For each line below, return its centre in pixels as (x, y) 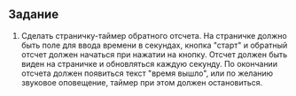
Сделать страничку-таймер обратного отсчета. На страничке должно (154, 35)
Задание (34, 15)
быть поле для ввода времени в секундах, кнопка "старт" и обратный (154, 45)
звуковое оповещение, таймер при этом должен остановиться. (142, 82)
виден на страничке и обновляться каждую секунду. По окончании (149, 63)
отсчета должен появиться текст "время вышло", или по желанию (147, 73)
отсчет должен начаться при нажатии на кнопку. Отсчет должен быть (154, 54)
